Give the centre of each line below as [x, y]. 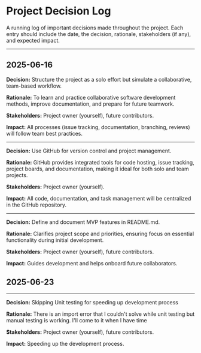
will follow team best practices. [44, 133]
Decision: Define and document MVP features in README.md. [83, 222]
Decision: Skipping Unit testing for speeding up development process [92, 302]
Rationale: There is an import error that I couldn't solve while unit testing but [100, 314]
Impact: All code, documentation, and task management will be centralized [99, 198]
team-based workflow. [34, 86]
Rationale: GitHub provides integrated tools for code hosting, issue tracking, [100, 162]
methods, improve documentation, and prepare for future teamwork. [90, 104]
